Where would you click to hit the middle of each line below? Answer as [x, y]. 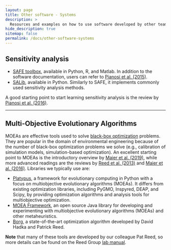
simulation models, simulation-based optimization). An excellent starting [81, 152]
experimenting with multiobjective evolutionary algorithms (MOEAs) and [88, 211]
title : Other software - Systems [41, 15]
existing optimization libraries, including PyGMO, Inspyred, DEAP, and [85, 189]
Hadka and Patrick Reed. [39, 227]
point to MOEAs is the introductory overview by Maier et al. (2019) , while [81, 157]
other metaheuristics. [35, 216]
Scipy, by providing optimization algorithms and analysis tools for [81, 195]
